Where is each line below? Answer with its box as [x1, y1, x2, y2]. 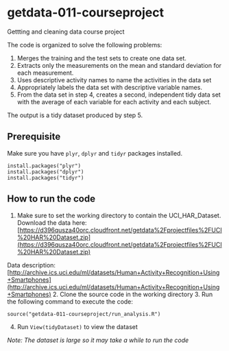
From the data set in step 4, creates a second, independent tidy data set [16, 90, 221, 99]
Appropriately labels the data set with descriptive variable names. [16, 83, 202, 91]
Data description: [7, 261, 56, 269]
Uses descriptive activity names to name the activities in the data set [16, 75, 212, 84]
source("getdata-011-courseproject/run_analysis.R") [7, 311, 161, 317]
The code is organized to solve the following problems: [7, 40, 162, 49]
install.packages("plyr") [7, 162, 81, 169]
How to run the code [7, 193, 96, 205]
